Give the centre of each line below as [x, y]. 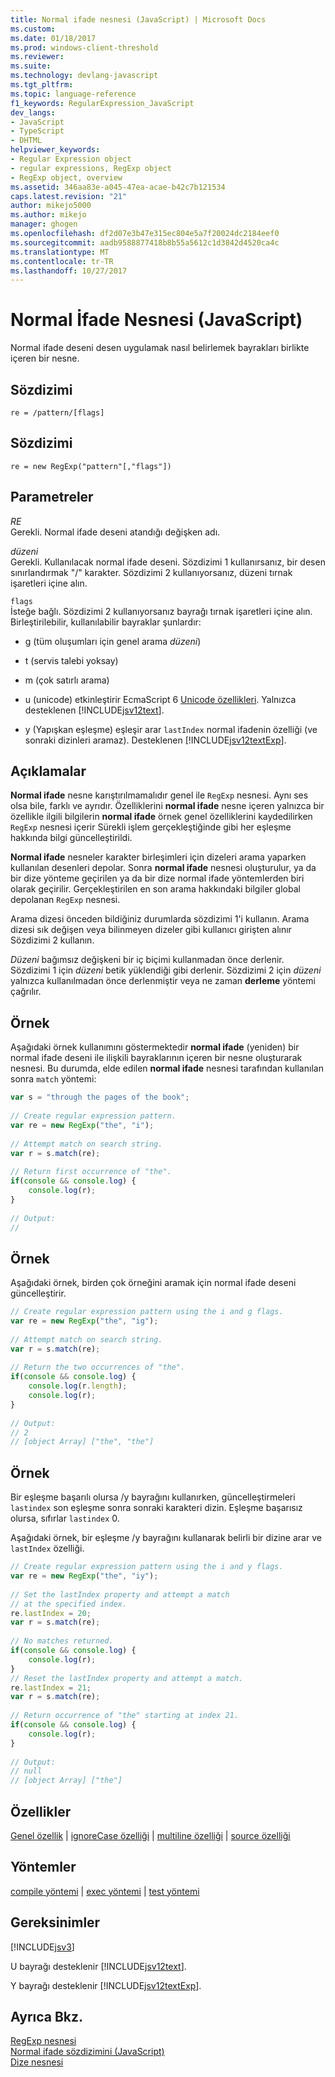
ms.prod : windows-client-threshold [84, 47]
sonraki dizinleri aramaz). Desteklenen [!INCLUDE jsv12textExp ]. [155, 740]
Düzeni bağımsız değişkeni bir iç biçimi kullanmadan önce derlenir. [147, 960]
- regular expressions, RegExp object [91, 168]
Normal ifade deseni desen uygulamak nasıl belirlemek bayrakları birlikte [160, 348]
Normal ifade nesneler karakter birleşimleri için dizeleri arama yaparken [158, 857]
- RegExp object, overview [66, 177]
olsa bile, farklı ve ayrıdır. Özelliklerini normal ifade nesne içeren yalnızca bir [167, 806]
